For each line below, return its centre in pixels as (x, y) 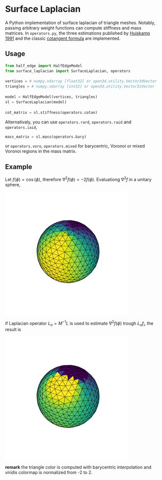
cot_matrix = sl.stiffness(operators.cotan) (51, 112)
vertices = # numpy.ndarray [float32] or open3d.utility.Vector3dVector (81, 81)
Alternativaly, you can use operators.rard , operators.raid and (68, 122)
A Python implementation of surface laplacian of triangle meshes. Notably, (80, 23)
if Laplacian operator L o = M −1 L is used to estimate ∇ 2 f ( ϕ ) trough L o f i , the (79, 323)
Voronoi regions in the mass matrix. (41, 151)
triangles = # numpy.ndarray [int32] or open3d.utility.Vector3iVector (80, 87)
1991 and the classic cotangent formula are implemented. (63, 38)
